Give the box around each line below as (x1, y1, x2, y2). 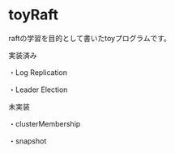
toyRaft (8, 6, 59, 24)
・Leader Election (8, 85, 68, 94)
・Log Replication (8, 67, 67, 77)
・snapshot (8, 135, 47, 146)
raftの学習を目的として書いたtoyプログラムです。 (8, 33, 172, 43)
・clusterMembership (8, 119, 81, 128)
